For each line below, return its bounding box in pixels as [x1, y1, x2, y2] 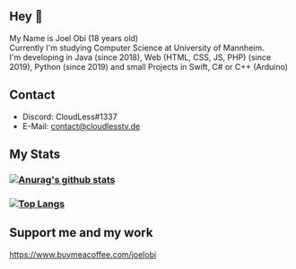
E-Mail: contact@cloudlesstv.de [22, 120, 141, 131]
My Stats [9, 147, 61, 162]
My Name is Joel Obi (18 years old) [9, 32, 139, 43]
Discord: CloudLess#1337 [22, 111, 118, 122]
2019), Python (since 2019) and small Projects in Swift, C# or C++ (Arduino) [9, 61, 289, 72]
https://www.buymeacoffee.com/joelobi [9, 248, 157, 260]
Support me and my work [9, 225, 153, 240]
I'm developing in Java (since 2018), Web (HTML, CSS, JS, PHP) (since [9, 51, 272, 63]
